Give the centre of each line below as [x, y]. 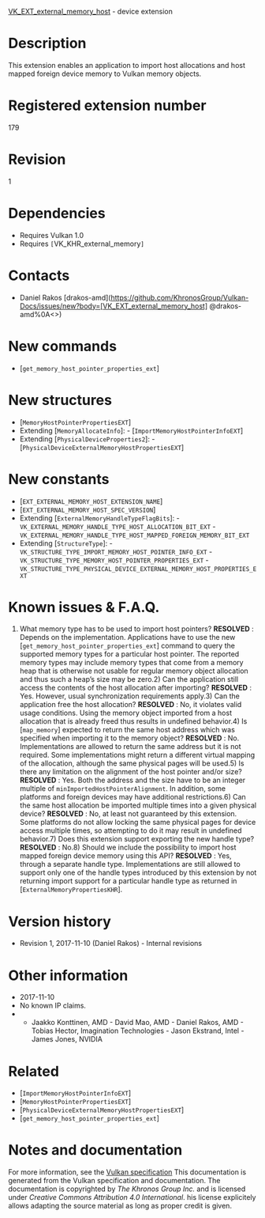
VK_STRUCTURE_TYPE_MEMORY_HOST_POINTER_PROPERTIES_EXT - [114, 560]
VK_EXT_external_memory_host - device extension [91, 11]
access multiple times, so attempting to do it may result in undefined [131, 830]
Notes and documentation [95, 1150]
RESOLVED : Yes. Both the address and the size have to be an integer [132, 780]
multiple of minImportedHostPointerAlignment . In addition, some [123, 789]
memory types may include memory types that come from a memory [131, 663]
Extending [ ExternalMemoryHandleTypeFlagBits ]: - [99, 518]
